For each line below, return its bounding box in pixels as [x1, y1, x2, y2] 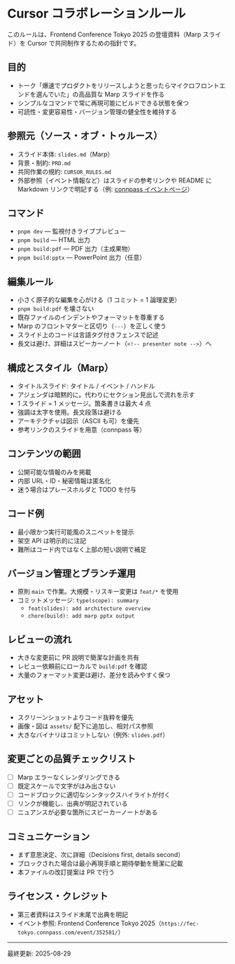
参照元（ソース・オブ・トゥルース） [7, 130, 163, 142]
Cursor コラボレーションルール [7, 6, 186, 22]
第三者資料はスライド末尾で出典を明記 [17, 910, 128, 919]
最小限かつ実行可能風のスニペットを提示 [17, 527, 134, 536]
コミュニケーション [7, 830, 90, 842]
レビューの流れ [7, 633, 72, 645]
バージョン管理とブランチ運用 [7, 567, 136, 580]
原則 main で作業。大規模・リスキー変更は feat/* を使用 [17, 588, 179, 596]
